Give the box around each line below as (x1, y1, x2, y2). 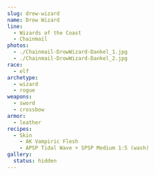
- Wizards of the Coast (13, 29, 81, 37)
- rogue (13, 87, 36, 94)
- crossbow (13, 106, 45, 113)
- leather (13, 119, 41, 126)
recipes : (7, 125, 32, 132)
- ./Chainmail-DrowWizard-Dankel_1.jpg (13, 49, 128, 56)
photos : (7, 42, 30, 49)
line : (7, 23, 23, 30)
